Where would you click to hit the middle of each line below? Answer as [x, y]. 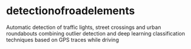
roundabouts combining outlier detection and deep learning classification [95, 33]
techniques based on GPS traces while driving [63, 40]
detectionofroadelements [71, 11]
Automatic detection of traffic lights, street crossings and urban [84, 27]
